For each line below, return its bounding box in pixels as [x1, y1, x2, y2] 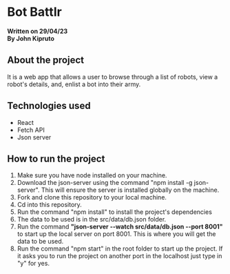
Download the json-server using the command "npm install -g [17, 179, 193, 187]
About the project [7, 55, 85, 66]
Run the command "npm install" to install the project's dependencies [17, 208, 212, 216]
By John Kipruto [7, 34, 55, 42]
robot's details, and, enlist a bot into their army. [7, 80, 141, 88]
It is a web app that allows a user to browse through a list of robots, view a [7, 72, 218, 81]
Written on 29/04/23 [7, 27, 68, 35]
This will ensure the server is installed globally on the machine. [41, 186, 220, 194]
